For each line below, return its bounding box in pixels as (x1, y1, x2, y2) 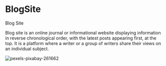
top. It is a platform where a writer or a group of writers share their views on (5, 40, 161, 46)
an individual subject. (5, 45, 49, 51)
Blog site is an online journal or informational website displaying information (5, 29, 161, 35)
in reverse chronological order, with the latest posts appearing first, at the (5, 35, 156, 41)
